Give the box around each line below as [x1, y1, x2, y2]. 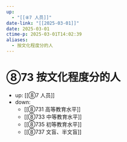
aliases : [6, 37, 28, 43]
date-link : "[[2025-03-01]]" [6, 20, 79, 26]
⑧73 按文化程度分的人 [6, 71, 121, 85]
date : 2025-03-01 [6, 25, 50, 32]
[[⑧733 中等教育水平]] [23, 113, 82, 120]
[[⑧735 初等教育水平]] [23, 120, 82, 127]
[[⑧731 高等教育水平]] [23, 105, 81, 112]
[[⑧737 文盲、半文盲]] [23, 128, 82, 135]
